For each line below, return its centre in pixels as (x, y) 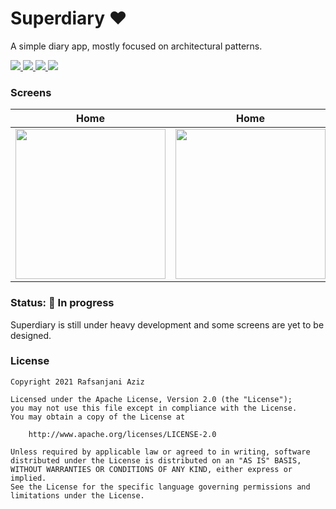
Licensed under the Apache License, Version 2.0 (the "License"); (151, 399)
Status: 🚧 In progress (62, 303)
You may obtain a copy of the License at (98, 417)
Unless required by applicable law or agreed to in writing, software (160, 452)
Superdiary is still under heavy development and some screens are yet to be (167, 324)
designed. (31, 335)
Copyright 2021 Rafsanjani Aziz (77, 382)
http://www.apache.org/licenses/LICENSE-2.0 (122, 434)
